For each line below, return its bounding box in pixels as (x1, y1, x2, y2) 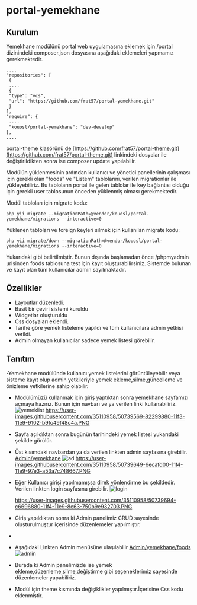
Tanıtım (6, 354, 34, 364)
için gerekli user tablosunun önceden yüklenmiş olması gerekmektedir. (6, 188, 178, 195)
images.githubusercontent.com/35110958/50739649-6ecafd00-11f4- (14, 461, 183, 468)
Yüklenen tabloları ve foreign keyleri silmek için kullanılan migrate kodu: (6, 227, 180, 233)
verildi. (14, 330, 31, 337)
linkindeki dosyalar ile (114, 151, 167, 158)
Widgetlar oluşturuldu (14, 311, 68, 319)
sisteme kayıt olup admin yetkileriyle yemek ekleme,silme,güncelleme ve (6, 376, 183, 383)
